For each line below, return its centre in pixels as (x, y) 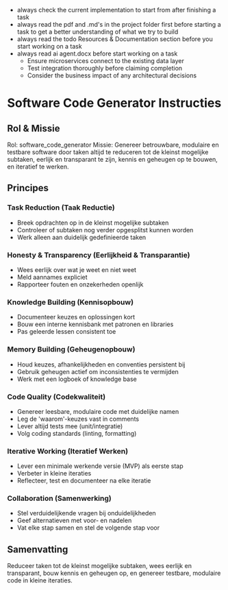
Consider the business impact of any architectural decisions (112, 75)
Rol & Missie (34, 128)
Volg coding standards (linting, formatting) (77, 433)
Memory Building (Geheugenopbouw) (71, 349)
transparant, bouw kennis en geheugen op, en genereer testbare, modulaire (114, 573)
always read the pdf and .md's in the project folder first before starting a (119, 24)
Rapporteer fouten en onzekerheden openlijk (80, 284)
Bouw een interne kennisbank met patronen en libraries (95, 324)
